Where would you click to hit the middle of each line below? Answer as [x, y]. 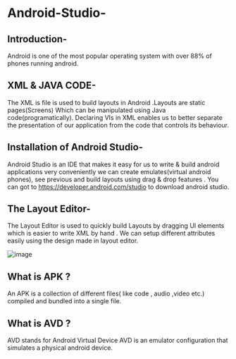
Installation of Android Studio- [75, 147]
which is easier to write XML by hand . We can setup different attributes [111, 233]
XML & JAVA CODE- [52, 86]
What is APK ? [39, 276]
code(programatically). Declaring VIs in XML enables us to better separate [115, 117]
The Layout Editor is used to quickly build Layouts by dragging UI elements [116, 226]
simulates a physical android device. [60, 348]
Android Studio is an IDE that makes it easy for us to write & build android [113, 164]
